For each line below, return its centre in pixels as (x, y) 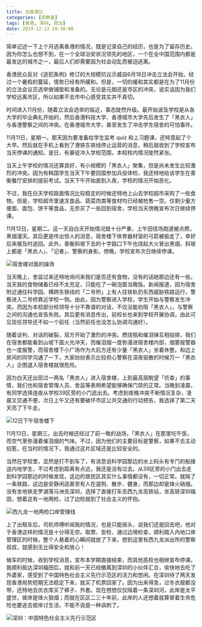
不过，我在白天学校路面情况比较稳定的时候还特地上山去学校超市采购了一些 (98, 193)
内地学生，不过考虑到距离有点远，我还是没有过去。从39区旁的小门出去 (99, 469)
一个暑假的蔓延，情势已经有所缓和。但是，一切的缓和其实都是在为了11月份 (103, 82)
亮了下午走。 (27, 408)
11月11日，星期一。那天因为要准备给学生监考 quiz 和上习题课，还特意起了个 (99, 138)
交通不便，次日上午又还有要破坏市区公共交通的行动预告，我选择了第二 (103, 401)
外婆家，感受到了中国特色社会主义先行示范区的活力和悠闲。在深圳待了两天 (98, 575)
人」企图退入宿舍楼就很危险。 (43, 365)
